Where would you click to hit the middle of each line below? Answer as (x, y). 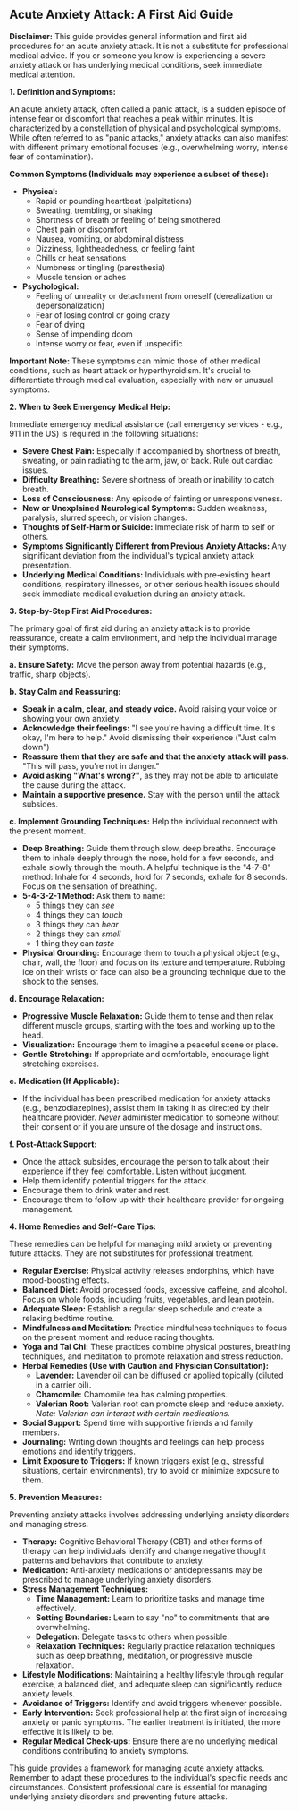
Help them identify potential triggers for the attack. (116, 1180)
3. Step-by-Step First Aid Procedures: (81, 611)
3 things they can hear (77, 924)
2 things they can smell (78, 934)
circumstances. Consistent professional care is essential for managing (138, 1787)
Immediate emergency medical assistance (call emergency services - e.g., (146, 423)
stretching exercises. (61, 1064)
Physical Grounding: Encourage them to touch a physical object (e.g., (151, 952)
